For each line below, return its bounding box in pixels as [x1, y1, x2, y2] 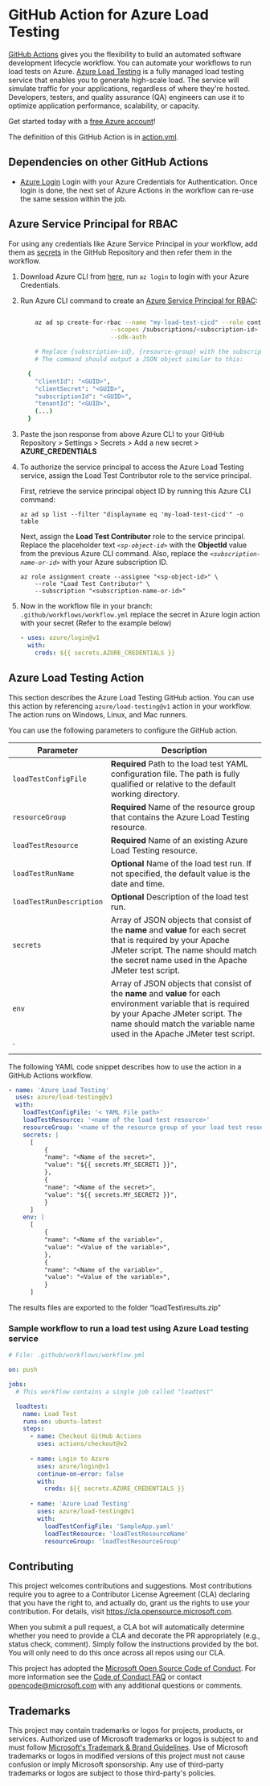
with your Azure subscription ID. [61, 558, 169, 567]
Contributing [8, 1560, 74, 1573]
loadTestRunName [12, 869, 75, 878]
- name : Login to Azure [29, 1455, 110, 1463]
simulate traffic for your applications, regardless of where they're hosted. [8, 83, 251, 93]
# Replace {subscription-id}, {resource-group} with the [35, 348, 230, 356]
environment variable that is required [111, 998, 250, 1009]
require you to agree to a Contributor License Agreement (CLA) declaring [8, 1589, 251, 1599]
